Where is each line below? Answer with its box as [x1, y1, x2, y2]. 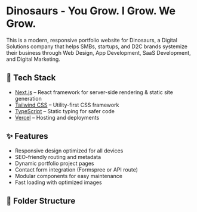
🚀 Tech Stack [6, 73, 56, 83]
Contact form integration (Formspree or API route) [14, 166, 138, 173]
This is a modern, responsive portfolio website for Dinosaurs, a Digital [6, 36, 178, 43]
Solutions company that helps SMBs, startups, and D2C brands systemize [6, 43, 188, 50]
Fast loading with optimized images [14, 179, 103, 186]
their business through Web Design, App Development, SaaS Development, [6, 49, 191, 56]
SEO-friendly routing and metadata [14, 153, 101, 160]
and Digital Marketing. [6, 55, 61, 63]
